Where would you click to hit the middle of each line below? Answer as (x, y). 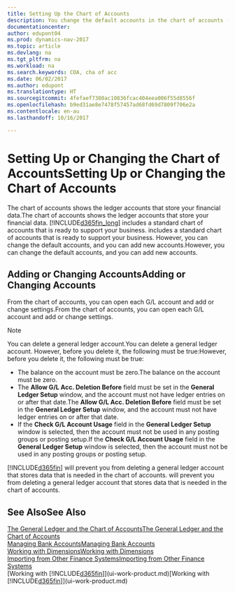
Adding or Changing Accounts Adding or (97, 274)
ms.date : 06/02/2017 (37, 79)
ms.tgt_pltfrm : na (34, 59)
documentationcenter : (39, 27)
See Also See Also (47, 512)
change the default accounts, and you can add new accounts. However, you (116, 245)
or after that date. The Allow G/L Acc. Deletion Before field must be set (119, 402)
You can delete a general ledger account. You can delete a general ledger (113, 344)
